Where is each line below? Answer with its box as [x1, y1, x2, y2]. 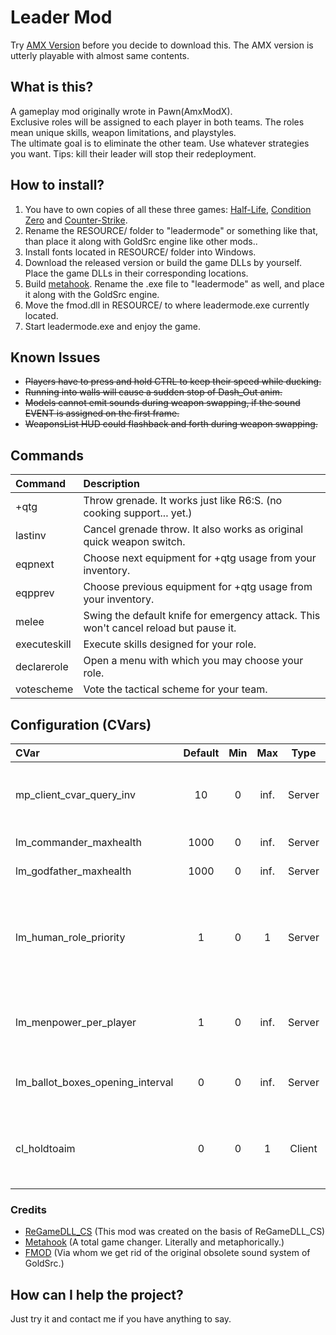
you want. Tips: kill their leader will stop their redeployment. [10, 147, 257, 160]
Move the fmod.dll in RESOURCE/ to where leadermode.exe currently [24, 299, 310, 311]
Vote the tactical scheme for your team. [83, 682, 268, 696]
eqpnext [15, 557, 55, 571]
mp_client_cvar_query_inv [15, 788, 136, 801]
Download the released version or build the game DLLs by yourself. [24, 256, 303, 268]
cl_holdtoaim [15, 1142, 76, 1155]
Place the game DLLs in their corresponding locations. [24, 267, 249, 279]
